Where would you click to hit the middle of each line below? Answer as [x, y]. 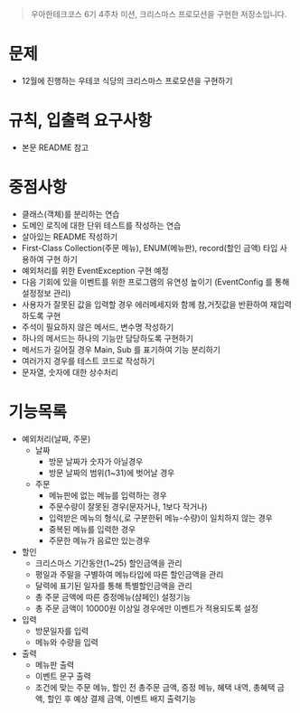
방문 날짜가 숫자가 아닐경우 [96, 461]
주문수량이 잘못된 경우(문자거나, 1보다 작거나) [128, 506]
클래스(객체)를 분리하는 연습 [70, 214]
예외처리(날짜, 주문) [56, 438]
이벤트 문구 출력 [63, 676]
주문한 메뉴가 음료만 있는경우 [99, 540]
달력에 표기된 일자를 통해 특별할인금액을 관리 [113, 586]
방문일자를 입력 [62, 631]
